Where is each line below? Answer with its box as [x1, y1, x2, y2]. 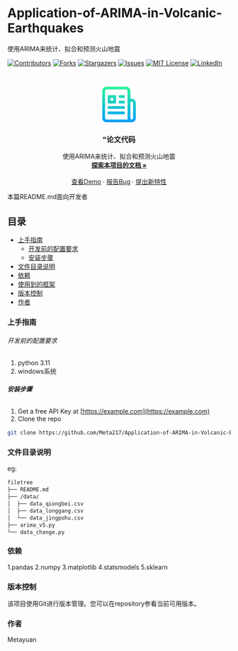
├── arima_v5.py [7, 521, 55, 529]
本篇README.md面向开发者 [7, 193, 89, 201]
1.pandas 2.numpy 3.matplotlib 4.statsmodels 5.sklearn [7, 563, 168, 571]
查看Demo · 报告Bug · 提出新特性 [71, 178, 167, 186]
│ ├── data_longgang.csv [7, 507, 84, 515]
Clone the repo [17, 414, 62, 424]
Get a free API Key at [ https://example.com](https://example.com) [17, 407, 210, 416]
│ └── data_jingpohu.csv [7, 514, 84, 522]
